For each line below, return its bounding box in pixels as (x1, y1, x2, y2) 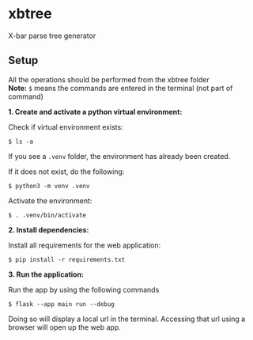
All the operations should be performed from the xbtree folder (8, 74, 210, 84)
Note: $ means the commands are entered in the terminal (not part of (8, 83, 233, 93)
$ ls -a (8, 138, 34, 145)
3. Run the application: (8, 270, 85, 279)
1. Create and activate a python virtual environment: (8, 107, 183, 116)
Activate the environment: (8, 195, 93, 206)
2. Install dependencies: (8, 225, 89, 234)
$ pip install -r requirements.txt (8, 255, 126, 263)
